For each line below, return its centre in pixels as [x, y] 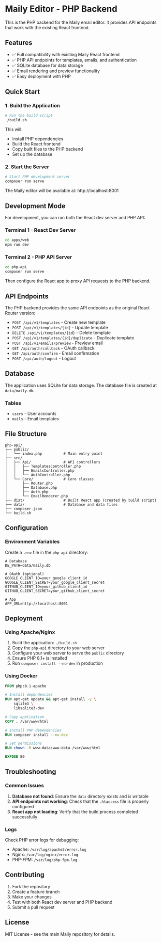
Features [19, 43]
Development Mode [35, 206]
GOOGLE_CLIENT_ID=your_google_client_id [46, 578]
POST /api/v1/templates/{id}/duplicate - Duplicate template [73, 337]
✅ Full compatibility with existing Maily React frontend [66, 54]
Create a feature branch [36, 892]
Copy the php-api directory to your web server [58, 648]
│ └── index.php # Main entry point [54, 454]
